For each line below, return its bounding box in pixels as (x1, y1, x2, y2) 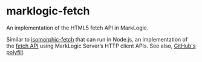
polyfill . (6, 48, 25, 55)
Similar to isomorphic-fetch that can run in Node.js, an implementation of (6, 36, 188, 43)
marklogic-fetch (6, 4, 90, 18)
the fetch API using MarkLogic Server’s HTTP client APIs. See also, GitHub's (6, 42, 196, 49)
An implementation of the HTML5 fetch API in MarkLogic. (6, 24, 149, 31)
